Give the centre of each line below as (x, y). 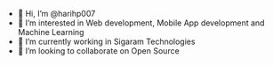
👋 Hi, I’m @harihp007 (56, 14)
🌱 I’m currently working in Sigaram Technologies (106, 41)
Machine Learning (51, 32)
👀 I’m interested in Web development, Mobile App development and (141, 23)
